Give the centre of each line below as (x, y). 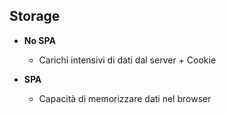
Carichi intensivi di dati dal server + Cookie (127, 60)
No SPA (39, 40)
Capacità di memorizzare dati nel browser (125, 98)
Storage (35, 16)
